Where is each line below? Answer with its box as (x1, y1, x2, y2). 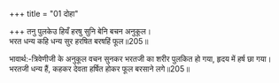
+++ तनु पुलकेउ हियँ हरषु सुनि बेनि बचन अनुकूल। (9, 26, 152, 36)
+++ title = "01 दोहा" (9, 9, 79, 19)
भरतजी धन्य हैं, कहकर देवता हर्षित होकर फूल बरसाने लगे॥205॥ (9, 64, 190, 74)
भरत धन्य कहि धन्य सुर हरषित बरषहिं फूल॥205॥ (9, 36, 149, 46)
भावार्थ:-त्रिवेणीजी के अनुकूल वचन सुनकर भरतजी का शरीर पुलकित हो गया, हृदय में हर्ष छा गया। (9, 54, 272, 64)
